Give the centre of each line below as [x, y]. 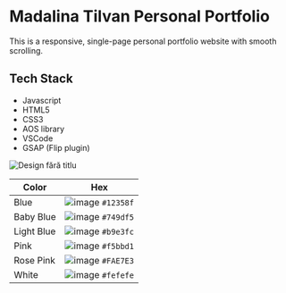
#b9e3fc [118, 231]
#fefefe [118, 275]
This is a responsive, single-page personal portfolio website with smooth [143, 41]
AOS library [43, 129]
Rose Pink [35, 260]
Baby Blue [35, 216]
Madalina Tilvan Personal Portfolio [139, 17]
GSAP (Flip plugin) [56, 147]
